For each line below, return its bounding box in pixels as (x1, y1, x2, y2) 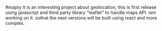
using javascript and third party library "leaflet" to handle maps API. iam (5, 9, 156, 15)
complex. (5, 20, 25, 26)
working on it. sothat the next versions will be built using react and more (5, 15, 157, 20)
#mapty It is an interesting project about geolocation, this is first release (5, 4, 157, 10)
